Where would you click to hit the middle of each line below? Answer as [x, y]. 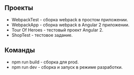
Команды [20, 50]
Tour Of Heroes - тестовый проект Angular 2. [57, 30]
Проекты [19, 8]
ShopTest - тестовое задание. [42, 35]
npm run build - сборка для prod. [45, 62]
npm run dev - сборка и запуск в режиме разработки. [67, 67]
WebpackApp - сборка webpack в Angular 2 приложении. [70, 25]
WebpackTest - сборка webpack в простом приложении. [70, 19]
